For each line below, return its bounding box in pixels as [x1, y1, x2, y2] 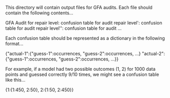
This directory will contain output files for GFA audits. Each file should [5, 5, 153, 10]
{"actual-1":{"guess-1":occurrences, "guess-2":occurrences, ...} [5, 51, 141, 56]
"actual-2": [142, 51, 165, 56]
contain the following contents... [5, 10, 73, 16]
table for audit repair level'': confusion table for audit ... [5, 25, 122, 31]
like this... [5, 77, 26, 83]
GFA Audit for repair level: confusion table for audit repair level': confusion [5, 20, 163, 26]
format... [5, 41, 24, 47]
